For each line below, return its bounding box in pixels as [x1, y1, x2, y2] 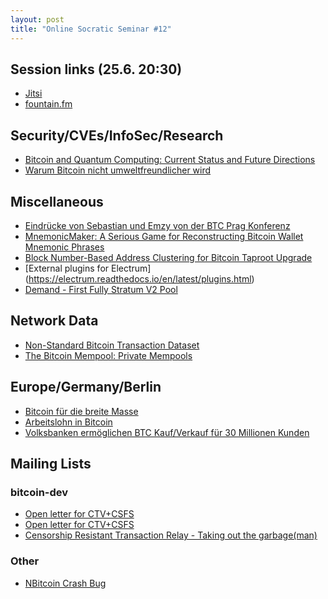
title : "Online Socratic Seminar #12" [10, 24, 172, 34]
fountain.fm [24, 98, 73, 110]
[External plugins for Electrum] [24, 262, 152, 274]
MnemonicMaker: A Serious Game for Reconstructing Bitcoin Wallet [24, 230, 304, 242]
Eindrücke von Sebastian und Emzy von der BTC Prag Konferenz [24, 219, 291, 231]
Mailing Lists [10, 455, 92, 472]
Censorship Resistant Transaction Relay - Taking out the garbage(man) [24, 529, 318, 541]
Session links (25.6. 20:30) [10, 61, 183, 78]
